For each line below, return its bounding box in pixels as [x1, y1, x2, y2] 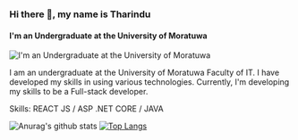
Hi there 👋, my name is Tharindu [9, 8, 151, 21]
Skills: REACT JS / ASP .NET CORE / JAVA [9, 103, 164, 114]
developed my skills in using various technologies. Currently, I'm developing [9, 77, 290, 87]
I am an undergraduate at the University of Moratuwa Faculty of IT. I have [9, 67, 280, 78]
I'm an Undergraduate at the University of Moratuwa [9, 30, 208, 41]
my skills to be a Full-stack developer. [9, 86, 149, 97]
